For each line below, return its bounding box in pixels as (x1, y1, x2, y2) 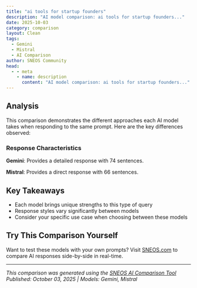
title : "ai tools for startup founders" (6, 8, 107, 15)
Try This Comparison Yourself (6, 231, 118, 240)
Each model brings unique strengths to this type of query (14, 201, 153, 208)
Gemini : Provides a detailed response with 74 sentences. (6, 157, 144, 164)
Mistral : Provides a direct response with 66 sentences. (6, 168, 139, 176)
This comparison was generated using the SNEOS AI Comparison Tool (6, 269, 177, 276)
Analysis (6, 101, 39, 111)
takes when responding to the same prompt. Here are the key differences (6, 123, 184, 130)
